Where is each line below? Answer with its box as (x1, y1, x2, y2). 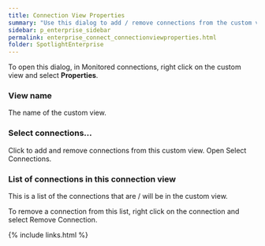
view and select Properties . (8, 71, 99, 80)
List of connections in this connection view (8, 174, 176, 185)
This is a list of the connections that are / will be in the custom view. (8, 192, 229, 201)
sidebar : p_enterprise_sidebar (8, 26, 111, 34)
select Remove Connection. (8, 215, 98, 225)
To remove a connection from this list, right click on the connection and (8, 207, 240, 216)
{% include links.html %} (8, 230, 88, 240)
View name (8, 90, 53, 101)
